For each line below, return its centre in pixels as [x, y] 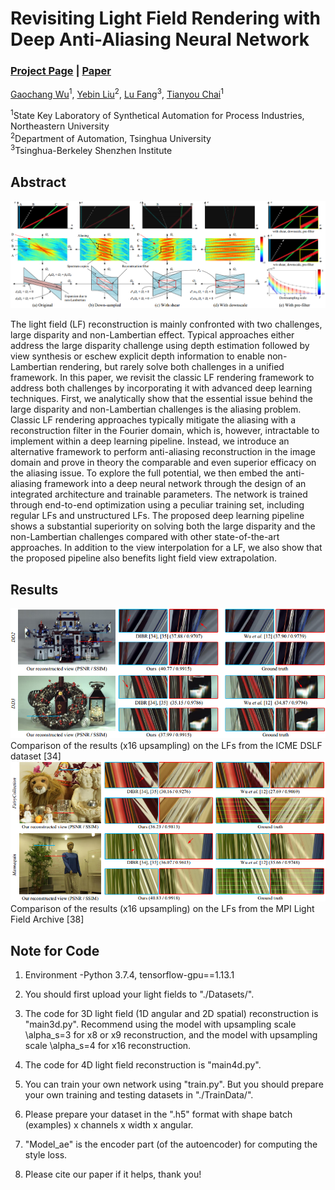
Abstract [38, 182]
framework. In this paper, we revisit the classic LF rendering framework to [162, 378]
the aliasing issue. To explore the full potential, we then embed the [147, 473]
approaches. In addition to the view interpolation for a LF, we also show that [166, 548]
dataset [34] [36, 756]
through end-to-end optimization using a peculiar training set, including [157, 505]
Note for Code [55, 950]
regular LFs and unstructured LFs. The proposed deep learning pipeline [157, 516]
